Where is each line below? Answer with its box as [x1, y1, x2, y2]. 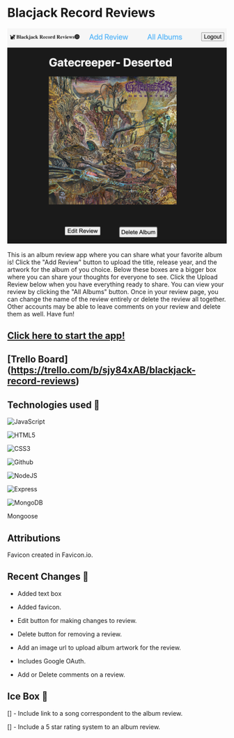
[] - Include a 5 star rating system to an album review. [7, 723, 161, 731]
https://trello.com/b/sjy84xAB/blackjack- [10, 364, 196, 376]
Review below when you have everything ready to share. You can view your [7, 280, 224, 289]
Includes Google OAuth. [17, 656, 86, 665]
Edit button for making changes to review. [17, 616, 137, 624]
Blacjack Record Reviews [7, 5, 155, 21]
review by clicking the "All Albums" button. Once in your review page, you [7, 287, 219, 295]
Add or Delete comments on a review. [17, 670, 125, 679]
